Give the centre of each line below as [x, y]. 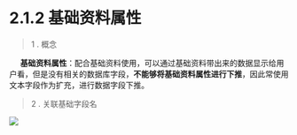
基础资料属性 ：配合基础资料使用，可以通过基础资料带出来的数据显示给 [148, 63]
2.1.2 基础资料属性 [75, 18]
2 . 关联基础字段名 [64, 103]
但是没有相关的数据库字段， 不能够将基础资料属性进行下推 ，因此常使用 [160, 74]
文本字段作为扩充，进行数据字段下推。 [79, 85]
